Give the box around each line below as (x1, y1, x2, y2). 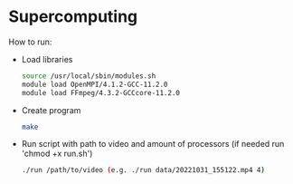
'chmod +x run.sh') (21, 148, 93, 160)
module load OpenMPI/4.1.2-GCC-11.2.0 (21, 80, 168, 89)
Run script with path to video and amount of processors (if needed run (21, 139, 285, 150)
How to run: (8, 36, 52, 47)
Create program (21, 104, 81, 115)
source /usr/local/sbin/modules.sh (21, 71, 156, 81)
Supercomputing (8, 6, 138, 27)
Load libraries (21, 53, 73, 64)
